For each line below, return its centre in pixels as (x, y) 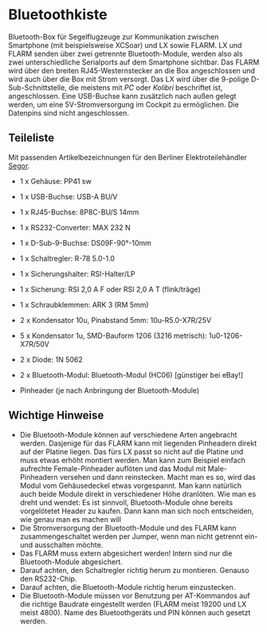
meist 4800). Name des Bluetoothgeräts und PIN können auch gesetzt (135, 612)
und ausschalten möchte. (61, 544)
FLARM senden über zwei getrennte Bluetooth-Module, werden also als (126, 53)
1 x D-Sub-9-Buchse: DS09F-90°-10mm (85, 243)
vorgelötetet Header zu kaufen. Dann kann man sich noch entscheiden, (137, 511)
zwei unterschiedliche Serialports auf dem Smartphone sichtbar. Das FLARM (134, 62)
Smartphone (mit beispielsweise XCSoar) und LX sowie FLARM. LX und (125, 45)
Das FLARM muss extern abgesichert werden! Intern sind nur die (126, 553)
